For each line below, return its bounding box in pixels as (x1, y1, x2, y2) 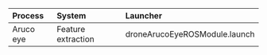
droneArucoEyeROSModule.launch (125, 29, 255, 39)
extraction (56, 33, 95, 45)
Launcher (125, 10, 163, 21)
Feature (56, 24, 86, 34)
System (56, 10, 87, 21)
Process (12, 10, 44, 21)
